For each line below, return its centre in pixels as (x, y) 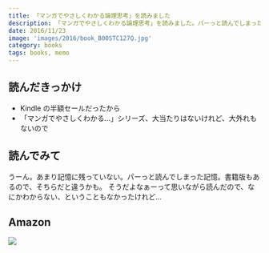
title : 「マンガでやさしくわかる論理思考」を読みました (89, 16)
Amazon (30, 222)
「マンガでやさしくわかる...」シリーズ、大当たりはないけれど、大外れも (139, 118)
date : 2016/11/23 (37, 30)
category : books (35, 46)
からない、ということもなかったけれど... (96, 196)
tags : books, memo (39, 53)
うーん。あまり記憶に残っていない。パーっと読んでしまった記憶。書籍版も (131, 176)
